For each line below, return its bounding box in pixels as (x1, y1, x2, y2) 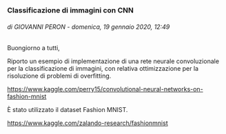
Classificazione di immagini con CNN (7, 5, 134, 15)
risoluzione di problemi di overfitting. (7, 71, 112, 80)
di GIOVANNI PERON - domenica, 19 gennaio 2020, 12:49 (7, 23, 170, 31)
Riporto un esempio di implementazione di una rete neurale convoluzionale (7, 57, 219, 65)
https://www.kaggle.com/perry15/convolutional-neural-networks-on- (7, 85, 203, 93)
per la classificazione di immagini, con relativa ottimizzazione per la (7, 65, 198, 73)
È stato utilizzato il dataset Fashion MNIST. (7, 106, 128, 114)
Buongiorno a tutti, (7, 44, 60, 52)
